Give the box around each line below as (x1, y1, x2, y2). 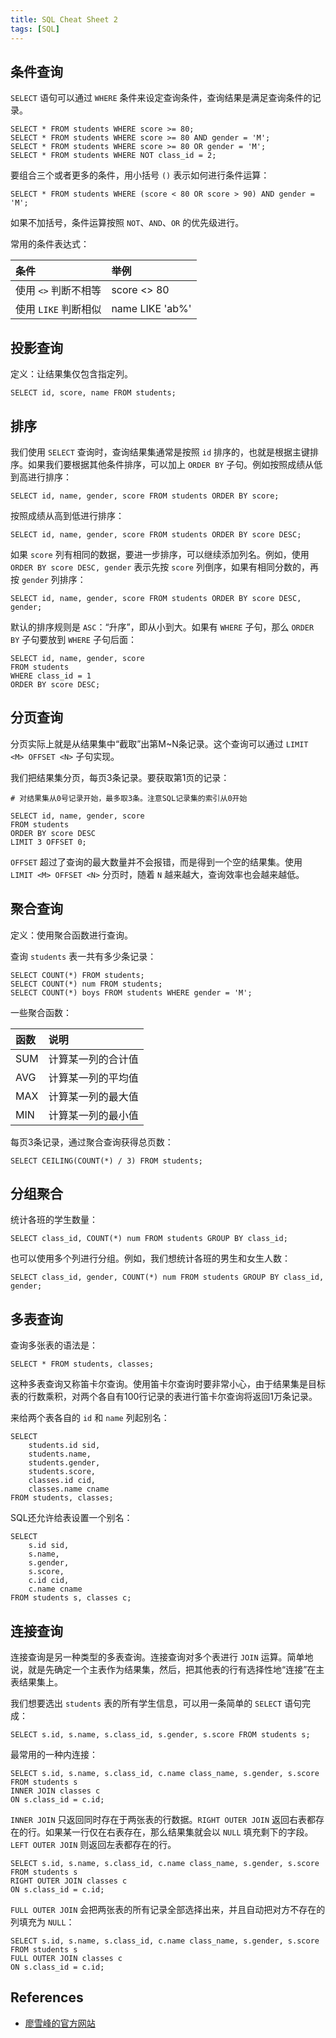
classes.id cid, (28, 1476, 97, 1486)
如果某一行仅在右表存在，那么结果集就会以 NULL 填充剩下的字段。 (44, 1826, 314, 1838)
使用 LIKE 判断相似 (15, 302, 102, 316)
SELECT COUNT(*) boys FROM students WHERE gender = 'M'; (10, 987, 253, 998)
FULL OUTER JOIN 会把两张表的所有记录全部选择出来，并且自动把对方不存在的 (10, 1904, 326, 1915)
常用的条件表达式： (10, 238, 90, 250)
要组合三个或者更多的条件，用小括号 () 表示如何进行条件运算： (10, 169, 270, 181)
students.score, (28, 1467, 97, 1477)
